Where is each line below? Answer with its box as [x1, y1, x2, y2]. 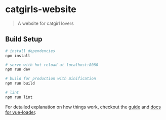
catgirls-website [5, 4, 77, 15]
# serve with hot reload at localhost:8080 [5, 62, 99, 67]
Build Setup [5, 35, 43, 44]
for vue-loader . [5, 109, 37, 115]
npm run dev [5, 67, 30, 72]
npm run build [5, 81, 35, 86]
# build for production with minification [5, 76, 96, 82]
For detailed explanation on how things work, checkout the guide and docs [5, 104, 161, 110]
